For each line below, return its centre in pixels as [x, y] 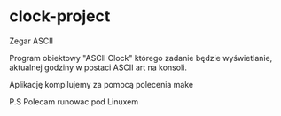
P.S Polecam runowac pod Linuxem [74, 101]
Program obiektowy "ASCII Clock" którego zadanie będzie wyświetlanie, [141, 58]
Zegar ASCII [31, 41]
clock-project [60, 16]
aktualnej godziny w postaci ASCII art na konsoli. [98, 67]
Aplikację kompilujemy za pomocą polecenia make [101, 84]
